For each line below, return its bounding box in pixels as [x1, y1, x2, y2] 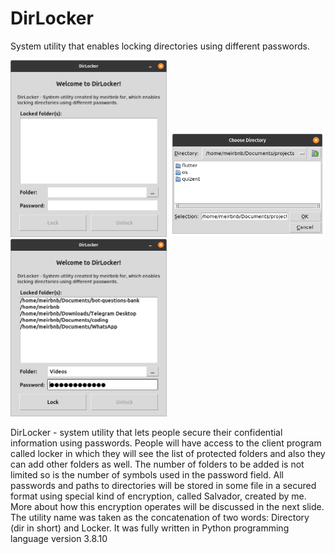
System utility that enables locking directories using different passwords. [10, 40, 311, 52]
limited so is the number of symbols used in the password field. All [10, 468, 284, 481]
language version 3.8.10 [10, 532, 108, 544]
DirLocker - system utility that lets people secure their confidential [10, 426, 283, 438]
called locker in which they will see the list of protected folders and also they [10, 447, 326, 459]
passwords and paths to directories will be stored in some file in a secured [10, 479, 317, 491]
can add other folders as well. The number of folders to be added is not [10, 458, 305, 470]
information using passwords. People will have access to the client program [10, 437, 322, 449]
